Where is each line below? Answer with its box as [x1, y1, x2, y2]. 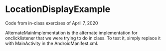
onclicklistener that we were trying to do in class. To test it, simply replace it [5, 35, 161, 41]
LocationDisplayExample [5, 3, 111, 15]
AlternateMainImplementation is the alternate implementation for [5, 29, 138, 35]
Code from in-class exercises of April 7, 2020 [5, 20, 98, 26]
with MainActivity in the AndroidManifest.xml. [5, 40, 99, 46]
